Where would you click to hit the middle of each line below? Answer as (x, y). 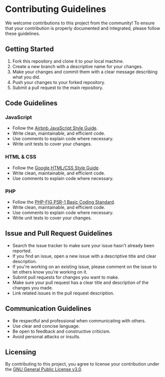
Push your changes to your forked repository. (59, 82)
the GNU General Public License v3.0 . (44, 370)
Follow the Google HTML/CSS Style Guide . (56, 168)
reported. (22, 251)
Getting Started (30, 49)
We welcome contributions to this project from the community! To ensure (80, 23)
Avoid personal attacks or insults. (46, 336)
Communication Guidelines (48, 309)
